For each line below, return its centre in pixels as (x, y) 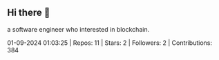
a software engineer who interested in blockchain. (78, 29)
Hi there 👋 (29, 13)
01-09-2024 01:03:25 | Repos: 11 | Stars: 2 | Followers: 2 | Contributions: (110, 43)
